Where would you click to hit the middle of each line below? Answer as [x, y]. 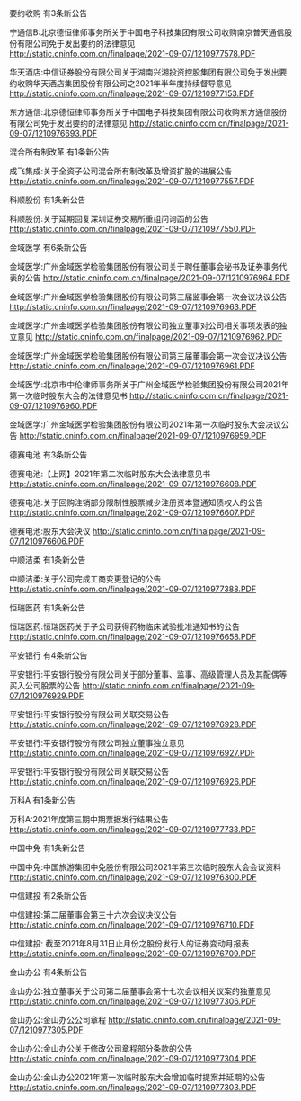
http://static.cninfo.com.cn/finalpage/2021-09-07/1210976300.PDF [133, 877]
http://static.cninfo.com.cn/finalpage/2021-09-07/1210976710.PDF [132, 925]
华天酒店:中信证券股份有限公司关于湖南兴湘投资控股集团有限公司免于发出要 [148, 72]
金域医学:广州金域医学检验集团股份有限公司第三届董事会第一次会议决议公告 [148, 356]
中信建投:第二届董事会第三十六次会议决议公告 [93, 915]
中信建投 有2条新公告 [49, 896]
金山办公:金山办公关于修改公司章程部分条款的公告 [101, 1048]
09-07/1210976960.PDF [53, 406]
